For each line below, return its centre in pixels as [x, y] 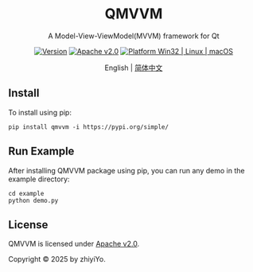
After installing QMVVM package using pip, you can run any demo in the [127, 170]
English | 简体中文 [134, 68]
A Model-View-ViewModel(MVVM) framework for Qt [134, 36]
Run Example [41, 152]
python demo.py [33, 200]
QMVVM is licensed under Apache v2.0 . [74, 244]
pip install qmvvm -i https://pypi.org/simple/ [89, 127]
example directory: [39, 179]
